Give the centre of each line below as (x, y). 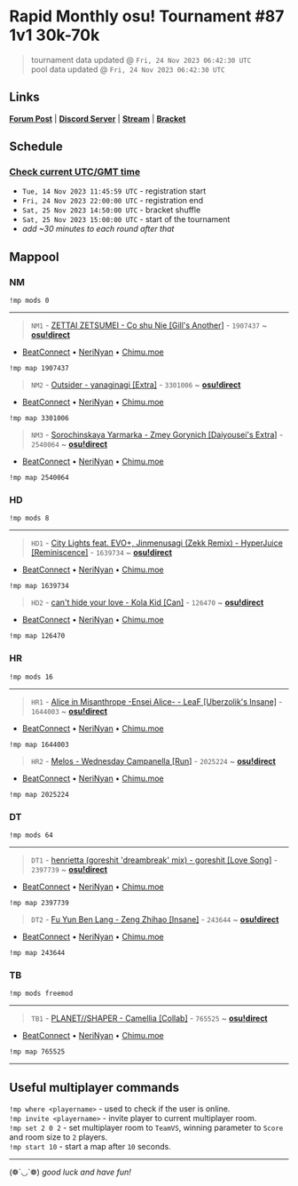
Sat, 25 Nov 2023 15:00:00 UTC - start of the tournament (126, 219)
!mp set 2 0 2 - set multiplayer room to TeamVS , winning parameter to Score (146, 1128)
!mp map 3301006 (39, 418)
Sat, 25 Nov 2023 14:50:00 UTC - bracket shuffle (111, 210)
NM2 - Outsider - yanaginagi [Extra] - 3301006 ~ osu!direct (136, 385)
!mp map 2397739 (39, 903)
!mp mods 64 (31, 836)
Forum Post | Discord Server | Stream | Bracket (98, 118)
